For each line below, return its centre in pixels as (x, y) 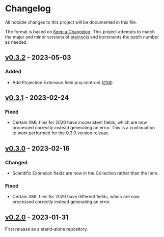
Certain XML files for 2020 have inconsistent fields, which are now (80, 122)
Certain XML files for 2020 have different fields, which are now (76, 197)
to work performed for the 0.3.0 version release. (61, 133)
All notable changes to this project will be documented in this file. (71, 22)
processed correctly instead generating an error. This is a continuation (83, 128)
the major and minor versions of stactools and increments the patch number (82, 37)
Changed (16, 162)
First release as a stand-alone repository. (47, 229)
